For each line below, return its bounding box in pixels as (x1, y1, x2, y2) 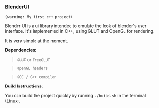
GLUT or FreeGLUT (17, 57, 50, 63)
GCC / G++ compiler (17, 75, 57, 80)
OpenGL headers (17, 66, 48, 71)
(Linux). (5, 98, 20, 104)
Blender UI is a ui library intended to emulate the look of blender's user (5, 23, 147, 29)
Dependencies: (5, 47, 37, 53)
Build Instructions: (5, 83, 43, 89)
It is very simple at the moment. (5, 38, 68, 43)
